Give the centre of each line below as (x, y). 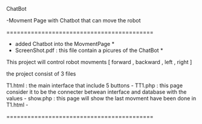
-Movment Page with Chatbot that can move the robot (73, 20)
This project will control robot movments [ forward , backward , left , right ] (99, 62)
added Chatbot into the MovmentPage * (65, 44)
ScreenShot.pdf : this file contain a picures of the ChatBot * (89, 50)
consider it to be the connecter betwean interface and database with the (96, 92)
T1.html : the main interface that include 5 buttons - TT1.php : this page (95, 85)
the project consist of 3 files (41, 74)
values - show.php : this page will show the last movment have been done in (101, 98)
